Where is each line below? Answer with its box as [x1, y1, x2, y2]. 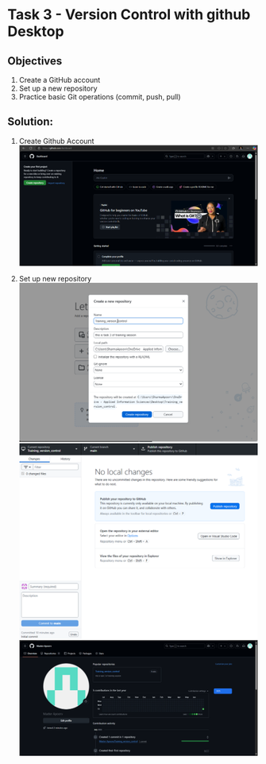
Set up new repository [18, 273, 92, 283]
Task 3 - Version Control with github [7, 6, 251, 24]
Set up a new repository [18, 83, 98, 93]
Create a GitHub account [18, 76, 101, 84]
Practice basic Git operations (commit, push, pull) [18, 92, 181, 101]
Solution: [7, 115, 53, 129]
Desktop [7, 22, 64, 41]
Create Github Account [18, 136, 94, 145]
